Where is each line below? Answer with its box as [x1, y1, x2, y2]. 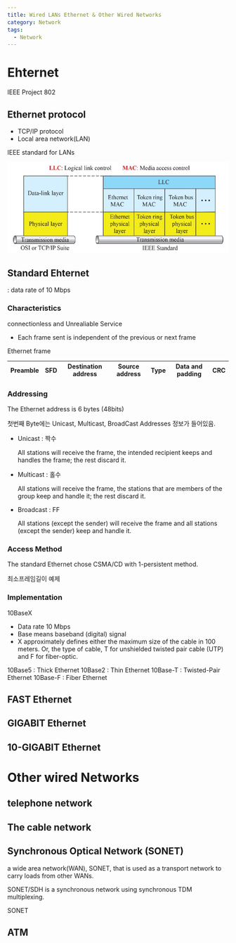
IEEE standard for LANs [7, 148, 75, 156]
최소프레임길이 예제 [7, 575, 60, 583]
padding [176, 370, 202, 378]
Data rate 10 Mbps [17, 622, 71, 631]
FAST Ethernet [7, 693, 72, 705]
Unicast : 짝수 [17, 434, 57, 442]
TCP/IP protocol [17, 127, 64, 135]
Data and [175, 362, 203, 371]
